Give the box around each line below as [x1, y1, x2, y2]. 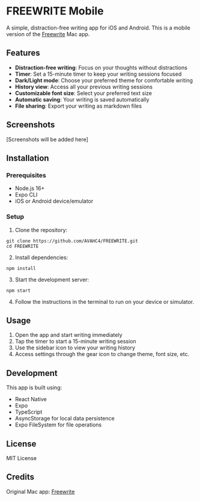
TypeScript [14, 408, 43, 416]
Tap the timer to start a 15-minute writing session [14, 338, 136, 345]
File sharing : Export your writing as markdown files [14, 102, 142, 109]
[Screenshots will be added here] [6, 135, 89, 143]
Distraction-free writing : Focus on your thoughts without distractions [14, 64, 188, 71]
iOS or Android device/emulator [14, 197, 94, 205]
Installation [6, 153, 49, 163]
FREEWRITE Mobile [6, 4, 104, 18]
